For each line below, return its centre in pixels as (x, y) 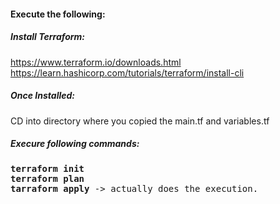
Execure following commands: (75, 144)
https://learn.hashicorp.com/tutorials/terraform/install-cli (127, 72)
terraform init (47, 168)
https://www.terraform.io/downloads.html (96, 62)
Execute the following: (58, 14)
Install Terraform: (48, 37)
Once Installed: (42, 96)
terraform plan (47, 178)
